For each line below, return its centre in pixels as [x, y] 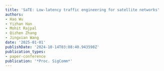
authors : [14, 14]
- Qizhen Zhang [21, 33]
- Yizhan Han [19, 24]
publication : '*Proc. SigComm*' [39, 61]
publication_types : [25, 51]
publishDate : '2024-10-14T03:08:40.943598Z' [52, 47]
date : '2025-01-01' [25, 42]
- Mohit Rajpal [21, 28]
